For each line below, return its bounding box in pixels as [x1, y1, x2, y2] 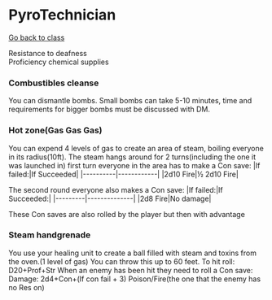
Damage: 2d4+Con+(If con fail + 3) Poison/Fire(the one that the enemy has [8, 274, 261, 284]
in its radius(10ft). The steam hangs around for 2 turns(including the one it [8, 152, 257, 162]
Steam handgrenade [8, 229, 91, 241]
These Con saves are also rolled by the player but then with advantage [8, 209, 246, 219]
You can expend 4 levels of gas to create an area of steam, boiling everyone [8, 143, 265, 153]
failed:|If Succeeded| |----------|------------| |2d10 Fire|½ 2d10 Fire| [8, 169, 239, 179]
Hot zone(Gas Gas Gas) [8, 124, 103, 136]
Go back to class [8, 33, 65, 42]
